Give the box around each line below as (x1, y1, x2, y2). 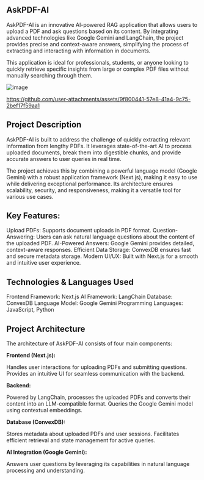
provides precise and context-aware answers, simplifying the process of (6, 40, 189, 48)
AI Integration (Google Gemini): (6, 448, 87, 456)
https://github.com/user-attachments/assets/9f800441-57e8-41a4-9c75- (6, 95, 191, 102)
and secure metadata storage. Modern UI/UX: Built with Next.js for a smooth (6, 253, 199, 260)
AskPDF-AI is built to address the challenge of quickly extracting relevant (6, 135, 191, 143)
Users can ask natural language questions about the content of (36, 233, 195, 240)
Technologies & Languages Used (6, 277, 134, 287)
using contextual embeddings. (6, 407, 82, 414)
